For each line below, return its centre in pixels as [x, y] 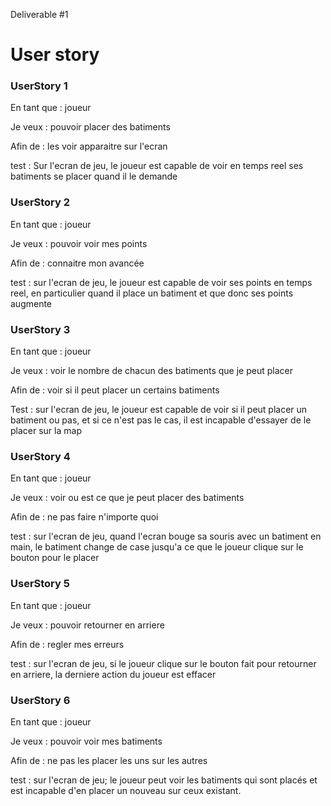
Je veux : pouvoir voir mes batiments [86, 741]
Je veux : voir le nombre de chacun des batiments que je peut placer [151, 371]
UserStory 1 [39, 86]
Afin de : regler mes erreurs [67, 644]
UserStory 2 [40, 202]
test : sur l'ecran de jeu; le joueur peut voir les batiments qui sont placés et [164, 780]
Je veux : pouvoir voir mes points [79, 243]
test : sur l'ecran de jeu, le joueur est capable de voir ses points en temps [161, 282]
